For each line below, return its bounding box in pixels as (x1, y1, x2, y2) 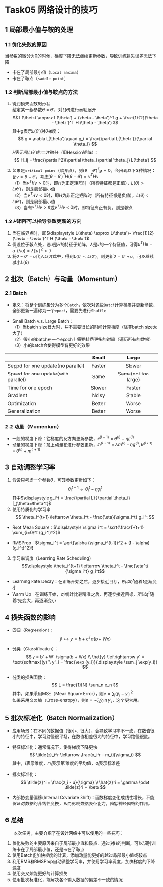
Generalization (7, 408, 41, 414)
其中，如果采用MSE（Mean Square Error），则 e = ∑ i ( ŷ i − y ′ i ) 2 (12, 689, 133, 698)
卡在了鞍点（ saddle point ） (12, 75, 68, 81)
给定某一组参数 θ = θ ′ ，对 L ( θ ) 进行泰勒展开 (12, 107, 96, 113)
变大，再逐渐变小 (22, 598, 57, 604)
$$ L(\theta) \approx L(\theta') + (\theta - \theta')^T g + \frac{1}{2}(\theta (12, 115, 158, 120)
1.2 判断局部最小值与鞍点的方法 (5, 88, 78, 95)
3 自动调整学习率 (5, 463, 56, 472)
